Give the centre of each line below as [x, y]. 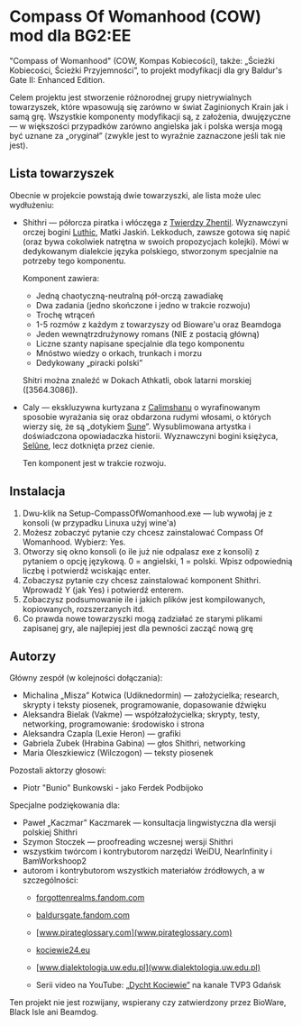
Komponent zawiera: [61, 278]
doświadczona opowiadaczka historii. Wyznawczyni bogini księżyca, [150, 435]
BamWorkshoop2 [55, 861]
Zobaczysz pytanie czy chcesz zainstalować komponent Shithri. [142, 580]
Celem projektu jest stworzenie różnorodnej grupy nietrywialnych [131, 97]
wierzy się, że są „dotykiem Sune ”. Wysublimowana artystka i [136, 426]
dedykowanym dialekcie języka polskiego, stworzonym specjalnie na [150, 251]
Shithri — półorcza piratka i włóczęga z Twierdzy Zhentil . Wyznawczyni [155, 222]
